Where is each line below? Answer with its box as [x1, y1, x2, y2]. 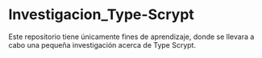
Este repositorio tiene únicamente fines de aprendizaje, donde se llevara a [8, 32, 255, 41]
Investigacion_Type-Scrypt [8, 6, 195, 24]
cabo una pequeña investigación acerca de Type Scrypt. [8, 40, 196, 49]
